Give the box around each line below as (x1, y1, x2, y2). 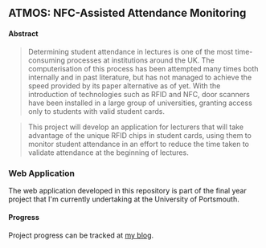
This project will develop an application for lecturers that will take (27, 122, 243, 132)
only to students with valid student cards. (27, 106, 165, 116)
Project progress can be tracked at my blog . (8, 230, 154, 240)
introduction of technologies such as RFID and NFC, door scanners (27, 89, 251, 99)
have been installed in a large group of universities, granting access (27, 98, 253, 108)
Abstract (8, 28, 39, 39)
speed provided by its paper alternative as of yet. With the (27, 80, 221, 91)
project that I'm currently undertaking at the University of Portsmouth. (8, 194, 239, 204)
